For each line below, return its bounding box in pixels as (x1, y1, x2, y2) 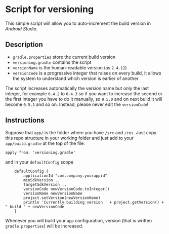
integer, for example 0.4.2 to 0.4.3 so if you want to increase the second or (5, 90, 163, 97)
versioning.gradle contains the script (12, 59, 92, 65)
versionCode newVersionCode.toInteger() (23, 186, 110, 191)
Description (5, 41, 43, 49)
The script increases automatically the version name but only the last (5, 85, 149, 91)
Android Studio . (5, 25, 38, 31)
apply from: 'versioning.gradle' (5, 150, 76, 155)
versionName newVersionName (23, 191, 82, 196)
